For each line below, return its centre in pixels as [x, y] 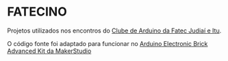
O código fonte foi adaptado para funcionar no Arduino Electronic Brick [107, 43]
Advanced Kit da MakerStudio [49, 51]
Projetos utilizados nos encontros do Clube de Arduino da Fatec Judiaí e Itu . [114, 30]
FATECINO [37, 12]
